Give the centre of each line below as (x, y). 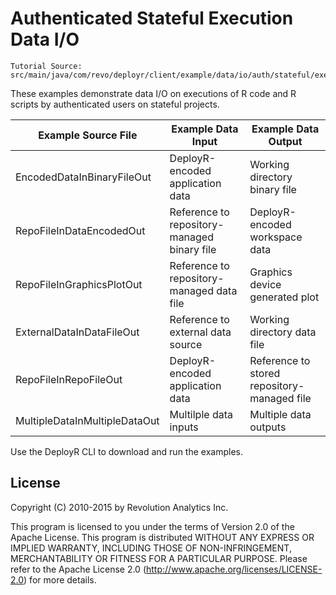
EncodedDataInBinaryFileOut (83, 177)
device (265, 284)
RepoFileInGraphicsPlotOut (79, 284)
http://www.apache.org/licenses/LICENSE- (234, 569)
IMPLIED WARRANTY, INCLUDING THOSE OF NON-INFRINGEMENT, (151, 548)
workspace (276, 237)
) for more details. (60, 579)
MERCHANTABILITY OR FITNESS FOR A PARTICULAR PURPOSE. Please (159, 558)
